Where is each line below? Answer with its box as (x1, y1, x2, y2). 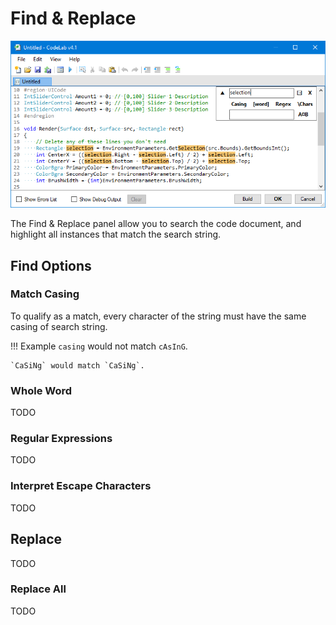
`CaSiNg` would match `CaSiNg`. (10, 360, 145, 371)
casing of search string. (10, 320, 108, 332)
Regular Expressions (10, 432, 113, 446)
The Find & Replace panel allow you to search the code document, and (10, 218, 302, 230)
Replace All (10, 582, 67, 596)
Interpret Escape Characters (10, 479, 152, 493)
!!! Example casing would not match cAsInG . (10, 340, 188, 352)
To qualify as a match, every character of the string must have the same (10, 310, 307, 322)
